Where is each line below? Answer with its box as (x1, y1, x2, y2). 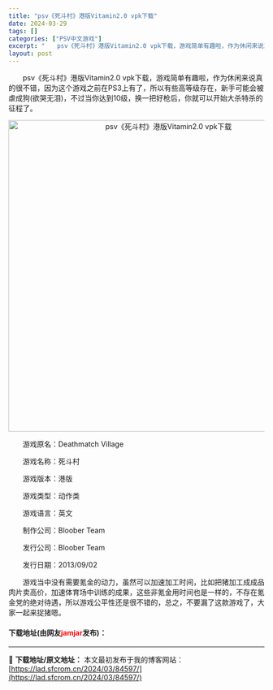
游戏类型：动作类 (22, 491, 80, 500)
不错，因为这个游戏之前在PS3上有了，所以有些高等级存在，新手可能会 (22, 83, 258, 93)
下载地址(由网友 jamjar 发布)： (8, 627, 107, 637)
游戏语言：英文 (22, 508, 73, 518)
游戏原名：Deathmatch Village (22, 439, 124, 449)
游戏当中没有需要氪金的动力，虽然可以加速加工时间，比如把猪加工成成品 (22, 577, 265, 587)
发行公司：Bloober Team (22, 543, 106, 552)
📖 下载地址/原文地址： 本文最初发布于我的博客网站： (8, 655, 184, 665)
